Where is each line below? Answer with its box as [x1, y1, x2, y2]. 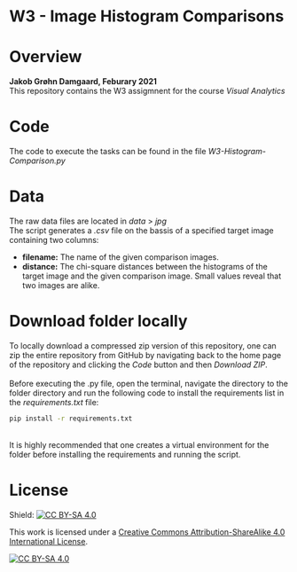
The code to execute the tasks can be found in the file [9, 146, 207, 157]
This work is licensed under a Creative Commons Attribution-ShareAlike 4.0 [9, 526, 285, 537]
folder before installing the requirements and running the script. [9, 449, 241, 459]
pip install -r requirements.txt [9, 414, 133, 423]
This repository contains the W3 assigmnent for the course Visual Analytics [9, 86, 285, 97]
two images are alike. [21, 280, 100, 290]
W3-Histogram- [207, 146, 266, 157]
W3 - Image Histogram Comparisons [9, 6, 285, 27]
